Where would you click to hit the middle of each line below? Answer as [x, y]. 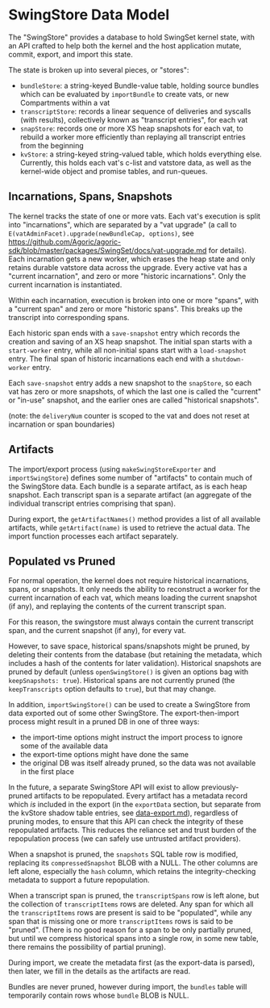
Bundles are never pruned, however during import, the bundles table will [128, 987]
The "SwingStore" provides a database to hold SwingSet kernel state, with [132, 37]
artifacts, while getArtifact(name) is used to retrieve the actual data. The [129, 527]
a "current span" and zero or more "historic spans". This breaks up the [126, 309]
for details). [228, 250]
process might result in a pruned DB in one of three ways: [104, 722]
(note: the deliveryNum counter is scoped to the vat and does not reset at [129, 415]
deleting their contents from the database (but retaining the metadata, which [135, 655]
